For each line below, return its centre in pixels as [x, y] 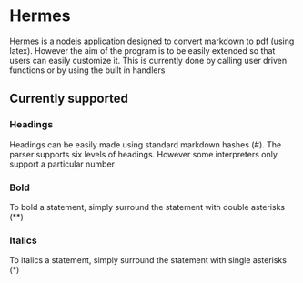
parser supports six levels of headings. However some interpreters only [143, 154]
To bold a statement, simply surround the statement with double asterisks [147, 207]
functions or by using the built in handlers [87, 70]
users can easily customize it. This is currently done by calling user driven [148, 60]
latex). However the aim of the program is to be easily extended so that [142, 50]
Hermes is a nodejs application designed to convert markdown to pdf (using [152, 41]
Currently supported [69, 99]
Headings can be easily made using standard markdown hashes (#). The [146, 144]
